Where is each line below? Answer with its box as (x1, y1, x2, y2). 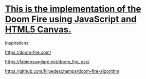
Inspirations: (5, 40, 30, 46)
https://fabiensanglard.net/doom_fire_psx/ (5, 59, 90, 64)
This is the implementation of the (5, 3, 141, 15)
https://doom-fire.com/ (5, 49, 52, 55)
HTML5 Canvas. (5, 24, 72, 35)
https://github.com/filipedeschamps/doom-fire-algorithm (5, 68, 119, 74)
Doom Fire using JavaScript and (5, 14, 137, 25)
